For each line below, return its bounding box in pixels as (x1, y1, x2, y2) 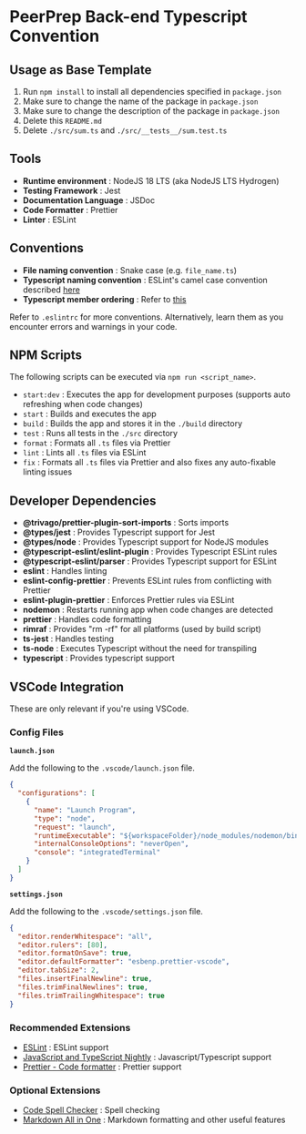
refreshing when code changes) (22, 399, 144, 410)
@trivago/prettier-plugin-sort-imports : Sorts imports (22, 517, 229, 528)
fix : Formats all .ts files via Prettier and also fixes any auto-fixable (22, 457, 276, 468)
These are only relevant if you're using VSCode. (9, 703, 189, 714)
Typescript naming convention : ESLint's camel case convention (22, 274, 269, 285)
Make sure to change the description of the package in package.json (22, 106, 280, 116)
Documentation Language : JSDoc (22, 194, 156, 206)
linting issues (22, 466, 73, 477)
